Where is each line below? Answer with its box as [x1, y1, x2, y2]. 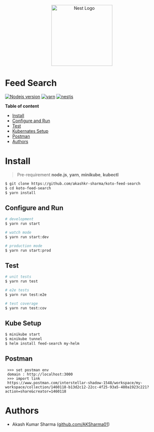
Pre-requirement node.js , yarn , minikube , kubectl [17, 171, 119, 178]
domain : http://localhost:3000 [7, 371, 73, 377]
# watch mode [5, 230, 32, 235]
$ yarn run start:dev [5, 234, 49, 239]
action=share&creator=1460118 [5, 389, 67, 394]
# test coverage [5, 301, 38, 306]
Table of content [5, 103, 39, 109]
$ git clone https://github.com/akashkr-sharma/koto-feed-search [5, 181, 140, 186]
